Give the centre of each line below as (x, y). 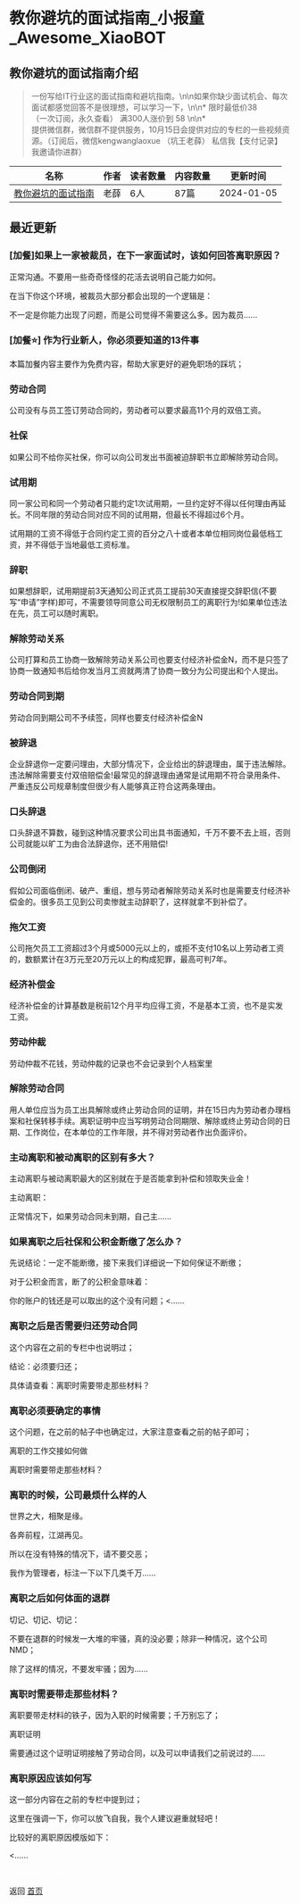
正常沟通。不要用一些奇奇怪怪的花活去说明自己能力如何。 (115, 277)
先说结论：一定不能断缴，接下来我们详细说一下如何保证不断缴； (126, 1263)
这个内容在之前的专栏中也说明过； (72, 1347)
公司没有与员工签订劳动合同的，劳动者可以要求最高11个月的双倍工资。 (137, 411)
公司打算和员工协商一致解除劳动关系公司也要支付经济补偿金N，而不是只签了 (149, 660)
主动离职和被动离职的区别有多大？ (83, 1157)
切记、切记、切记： (45, 1619)
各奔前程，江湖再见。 (48, 1535)
